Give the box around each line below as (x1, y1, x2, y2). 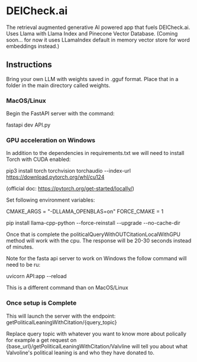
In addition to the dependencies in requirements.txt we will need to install (6, 150, 185, 157)
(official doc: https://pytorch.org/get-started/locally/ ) (6, 185, 135, 192)
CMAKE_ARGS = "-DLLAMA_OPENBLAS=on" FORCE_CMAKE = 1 (6, 208, 164, 215)
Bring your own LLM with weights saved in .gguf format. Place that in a (6, 75, 179, 82)
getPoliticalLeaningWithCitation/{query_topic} (6, 318, 117, 326)
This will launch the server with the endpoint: (6, 312, 116, 319)
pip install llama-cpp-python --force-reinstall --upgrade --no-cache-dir (6, 219, 180, 227)
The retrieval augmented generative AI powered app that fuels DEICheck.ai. (6, 24, 190, 31)
